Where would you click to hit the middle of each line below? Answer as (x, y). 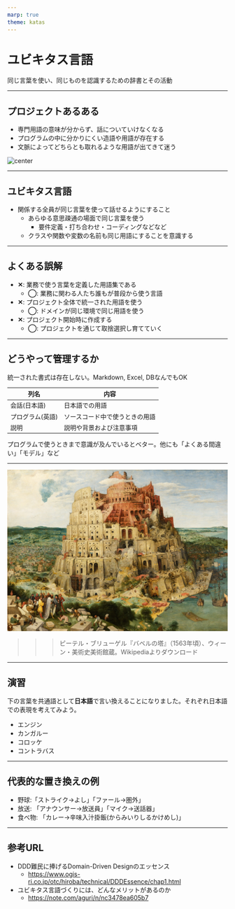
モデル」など (41, 453)
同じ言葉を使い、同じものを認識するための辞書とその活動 (90, 80)
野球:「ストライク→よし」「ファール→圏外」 (81, 799)
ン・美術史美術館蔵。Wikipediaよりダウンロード (128, 652)
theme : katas (26, 22)
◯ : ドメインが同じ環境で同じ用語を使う (86, 311)
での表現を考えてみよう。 (44, 710)
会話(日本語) (28, 405)
